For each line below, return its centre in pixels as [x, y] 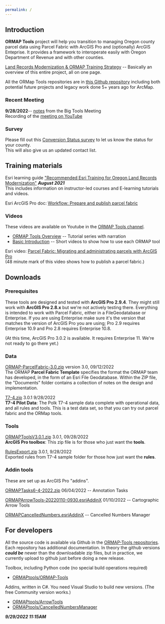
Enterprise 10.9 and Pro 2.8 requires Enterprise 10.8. [58, 328]
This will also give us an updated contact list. [51, 150]
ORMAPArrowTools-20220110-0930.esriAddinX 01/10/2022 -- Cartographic [82, 500]
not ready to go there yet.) [32, 343]
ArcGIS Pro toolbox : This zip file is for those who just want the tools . [75, 442]
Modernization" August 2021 [35, 183]
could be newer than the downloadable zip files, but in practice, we [74, 553]
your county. [18, 145]
